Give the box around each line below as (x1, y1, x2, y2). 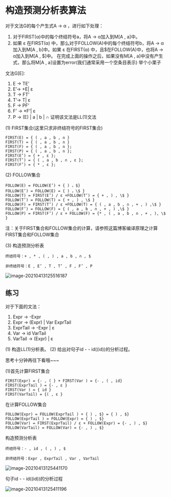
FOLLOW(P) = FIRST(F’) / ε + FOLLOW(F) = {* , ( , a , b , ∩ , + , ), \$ (5, 211, 166, 216)
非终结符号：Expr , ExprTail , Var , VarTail (5, 456, 100, 461)
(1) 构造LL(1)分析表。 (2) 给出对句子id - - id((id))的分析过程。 (5, 346, 133, 352)
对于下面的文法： (5, 303, 41, 309)
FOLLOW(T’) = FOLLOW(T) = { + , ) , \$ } (5, 197, 95, 203)
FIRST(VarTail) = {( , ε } (5, 392, 63, 397)
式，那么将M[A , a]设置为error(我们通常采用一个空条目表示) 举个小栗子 (12, 59, 161, 65)
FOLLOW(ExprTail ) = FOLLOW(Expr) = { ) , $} (5, 416, 104, 421)
